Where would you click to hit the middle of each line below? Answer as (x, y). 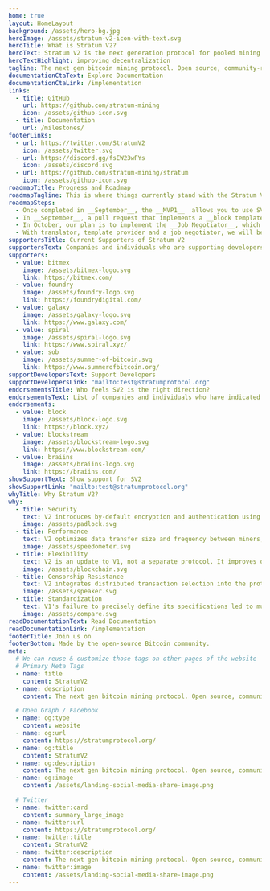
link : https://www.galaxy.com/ (75, 322)
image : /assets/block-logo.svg (75, 420)
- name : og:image (45, 778)
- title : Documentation (55, 121)
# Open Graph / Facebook (57, 711)
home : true (27, 16)
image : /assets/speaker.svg (70, 592)
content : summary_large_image (74, 815)
